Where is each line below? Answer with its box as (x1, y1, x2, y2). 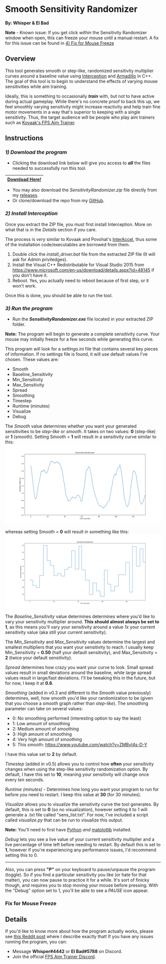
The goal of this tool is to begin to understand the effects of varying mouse (5, 78, 158, 84)
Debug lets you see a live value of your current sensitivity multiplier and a (5, 836, 155, 842)
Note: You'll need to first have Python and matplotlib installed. (5, 826, 132, 832)
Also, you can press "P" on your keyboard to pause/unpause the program (5, 866, 156, 872)
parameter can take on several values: (5, 705, 83, 711)
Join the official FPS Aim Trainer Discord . (12, 954, 96, 960)
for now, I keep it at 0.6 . (5, 680, 53, 686)
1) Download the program (5, 149, 67, 156)
